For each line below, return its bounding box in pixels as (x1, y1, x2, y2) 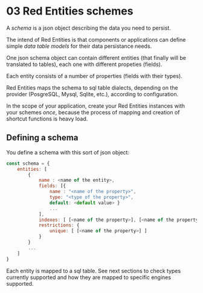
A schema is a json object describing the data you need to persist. (6, 24, 171, 31)
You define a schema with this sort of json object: (6, 148, 130, 156)
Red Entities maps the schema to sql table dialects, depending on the (6, 84, 178, 91)
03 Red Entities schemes (6, 4, 134, 18)
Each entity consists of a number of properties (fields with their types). (6, 72, 182, 79)
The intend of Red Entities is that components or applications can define (6, 36, 186, 43)
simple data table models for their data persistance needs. (6, 42, 152, 50)
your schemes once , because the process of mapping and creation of (6, 108, 180, 116)
